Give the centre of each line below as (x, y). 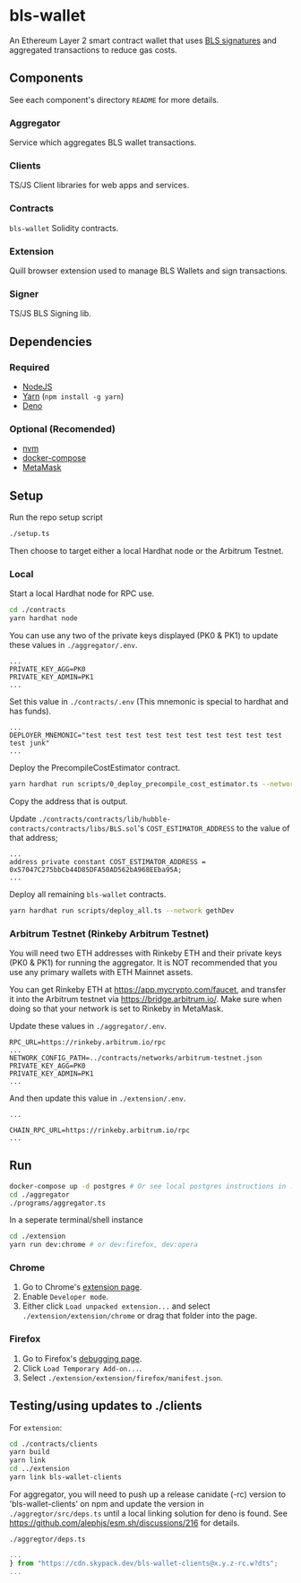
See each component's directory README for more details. (114, 99)
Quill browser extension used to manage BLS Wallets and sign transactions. (149, 271)
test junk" (30, 743)
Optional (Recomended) (63, 428)
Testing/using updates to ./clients (106, 1406)
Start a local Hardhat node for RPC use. (82, 593)
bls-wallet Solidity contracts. (64, 228)
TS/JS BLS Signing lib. (50, 314)
